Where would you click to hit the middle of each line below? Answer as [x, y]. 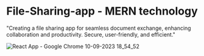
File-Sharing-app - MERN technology [102, 11]
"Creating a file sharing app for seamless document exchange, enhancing [99, 28]
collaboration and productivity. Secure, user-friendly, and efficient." [91, 34]
